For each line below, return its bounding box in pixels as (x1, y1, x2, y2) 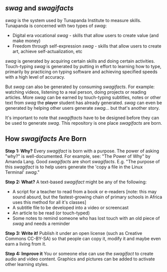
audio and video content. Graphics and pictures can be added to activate (5, 255, 156, 262)
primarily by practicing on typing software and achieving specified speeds (5, 69, 158, 75)
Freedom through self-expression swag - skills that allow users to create (12, 43, 162, 49)
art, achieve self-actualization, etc (12, 48, 83, 54)
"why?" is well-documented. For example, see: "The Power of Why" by (5, 153, 151, 159)
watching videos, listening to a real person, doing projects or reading (5, 89, 147, 95)
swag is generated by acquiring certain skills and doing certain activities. (5, 58, 156, 64)
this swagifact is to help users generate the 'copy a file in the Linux (5, 164, 143, 170)
